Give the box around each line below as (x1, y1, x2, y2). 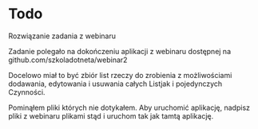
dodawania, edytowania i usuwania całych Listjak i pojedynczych (8, 79, 223, 88)
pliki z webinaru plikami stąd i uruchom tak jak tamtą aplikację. (8, 111, 214, 120)
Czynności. (8, 87, 46, 96)
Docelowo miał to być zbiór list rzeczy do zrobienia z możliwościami (8, 70, 232, 80)
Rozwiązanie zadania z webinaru (8, 31, 116, 41)
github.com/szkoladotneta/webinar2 (8, 55, 128, 64)
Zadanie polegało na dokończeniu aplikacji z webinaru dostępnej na (8, 46, 232, 56)
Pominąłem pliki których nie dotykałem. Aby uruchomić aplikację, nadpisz (8, 103, 250, 112)
